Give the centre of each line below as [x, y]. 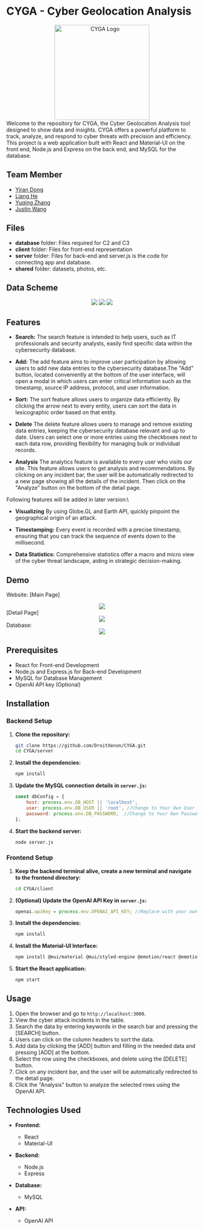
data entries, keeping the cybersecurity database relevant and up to [100, 431]
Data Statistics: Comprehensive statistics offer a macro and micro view [104, 554]
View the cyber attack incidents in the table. [70, 1020]
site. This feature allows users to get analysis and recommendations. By [105, 468]
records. [25, 450]
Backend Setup [29, 721]
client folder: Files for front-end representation [73, 249]
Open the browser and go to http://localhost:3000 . [80, 1013]
